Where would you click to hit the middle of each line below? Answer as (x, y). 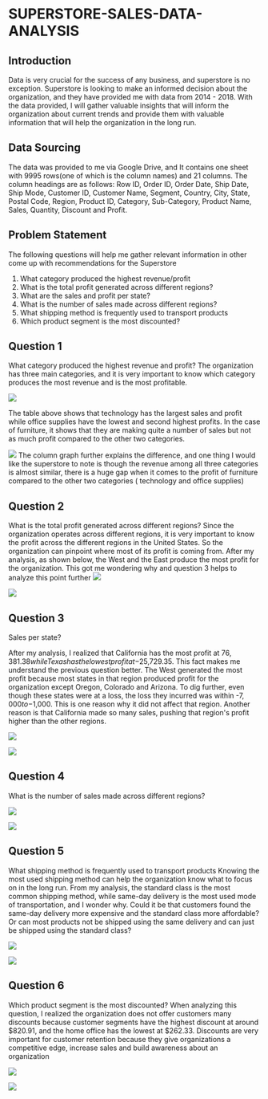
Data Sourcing (45, 148)
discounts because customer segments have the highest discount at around (134, 1022)
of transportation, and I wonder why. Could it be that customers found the (130, 905)
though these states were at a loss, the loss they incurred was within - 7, (126, 696)
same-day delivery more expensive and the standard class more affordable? (134, 913)
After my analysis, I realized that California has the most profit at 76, (120, 653)
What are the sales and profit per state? (85, 295)
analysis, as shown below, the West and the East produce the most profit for (134, 560)
